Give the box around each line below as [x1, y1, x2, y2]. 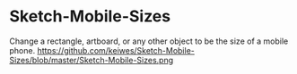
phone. [9, 45, 36, 55]
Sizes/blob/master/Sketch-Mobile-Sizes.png [9, 54, 174, 65]
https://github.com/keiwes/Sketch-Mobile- [37, 45, 195, 55]
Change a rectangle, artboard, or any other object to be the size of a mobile [9, 36, 289, 46]
